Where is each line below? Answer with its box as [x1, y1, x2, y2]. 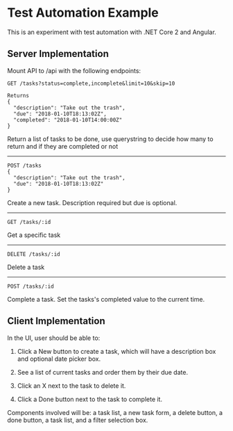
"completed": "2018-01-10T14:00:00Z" [13, 116, 123, 123]
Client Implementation [7, 315, 105, 327]
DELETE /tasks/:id [7, 250, 60, 258]
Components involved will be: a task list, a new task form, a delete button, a [7, 408, 223, 416]
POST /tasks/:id [7, 283, 54, 290]
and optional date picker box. [17, 355, 101, 363]
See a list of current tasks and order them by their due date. [17, 368, 189, 376]
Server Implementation [7, 48, 109, 60]
